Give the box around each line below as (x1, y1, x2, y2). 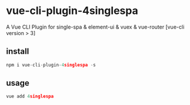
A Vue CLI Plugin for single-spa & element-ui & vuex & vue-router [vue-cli (6, 23, 185, 30)
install (6, 47, 29, 57)
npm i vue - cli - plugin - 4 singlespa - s (6, 62, 96, 68)
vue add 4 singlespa (6, 93, 54, 100)
